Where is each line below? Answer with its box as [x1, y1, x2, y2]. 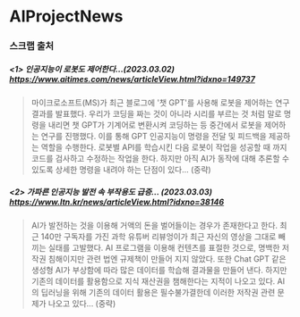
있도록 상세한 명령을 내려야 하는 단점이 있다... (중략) [30, 164, 212, 175]
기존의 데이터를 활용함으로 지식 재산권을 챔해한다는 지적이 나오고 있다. [30, 276, 276, 287]
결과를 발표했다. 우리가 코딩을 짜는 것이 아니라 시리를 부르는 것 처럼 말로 [30, 109, 282, 120]
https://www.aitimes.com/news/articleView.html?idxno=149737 [9, 73, 255, 84]
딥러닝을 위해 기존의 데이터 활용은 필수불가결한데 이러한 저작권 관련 [40, 288, 276, 298]
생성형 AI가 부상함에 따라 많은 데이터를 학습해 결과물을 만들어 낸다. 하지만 [30, 265, 287, 276]
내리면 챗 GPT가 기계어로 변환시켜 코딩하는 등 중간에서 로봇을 [47, 120, 262, 130]
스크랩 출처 [9, 40, 55, 53]
